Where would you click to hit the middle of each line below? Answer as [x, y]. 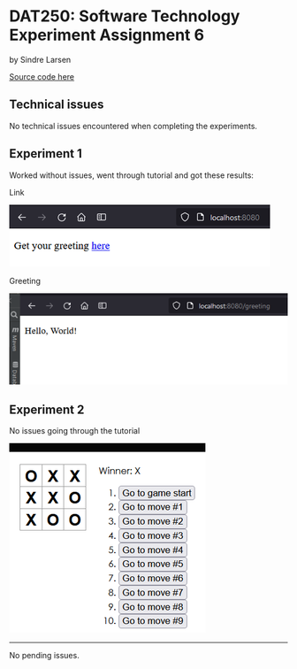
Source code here [42, 76]
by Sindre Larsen [40, 59]
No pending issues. [44, 656]
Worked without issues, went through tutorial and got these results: [132, 175]
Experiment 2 [47, 409]
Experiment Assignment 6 [107, 35]
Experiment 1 [46, 154]
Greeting [25, 281]
